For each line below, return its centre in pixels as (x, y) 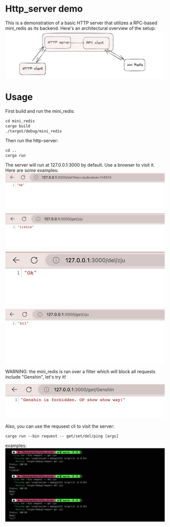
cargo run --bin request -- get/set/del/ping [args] (62, 436)
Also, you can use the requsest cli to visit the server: (60, 426)
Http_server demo (44, 9)
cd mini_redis (20, 121)
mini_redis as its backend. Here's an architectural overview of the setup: (80, 28)
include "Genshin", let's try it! (36, 377)
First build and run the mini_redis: (40, 111)
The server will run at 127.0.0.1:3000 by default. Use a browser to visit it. (80, 165)
